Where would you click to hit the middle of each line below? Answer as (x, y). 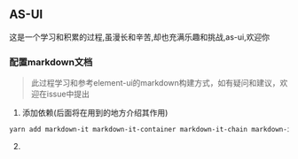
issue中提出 (68, 94)
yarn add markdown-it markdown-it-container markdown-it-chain (129, 130)
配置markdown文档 (51, 62)
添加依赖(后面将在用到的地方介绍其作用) (95, 113)
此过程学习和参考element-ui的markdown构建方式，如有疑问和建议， (156, 83)
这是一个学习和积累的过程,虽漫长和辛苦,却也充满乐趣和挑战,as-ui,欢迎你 (140, 37)
